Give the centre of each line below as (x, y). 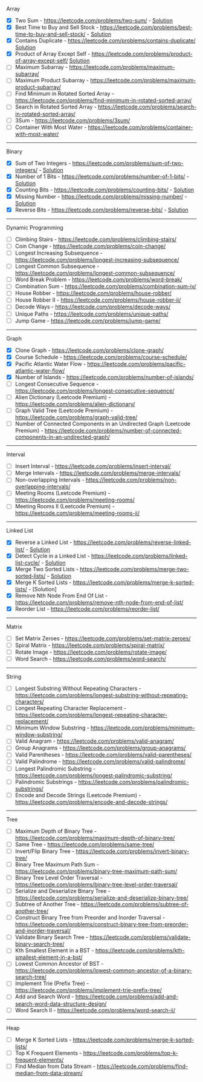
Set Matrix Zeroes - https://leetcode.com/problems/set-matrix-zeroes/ (103, 638)
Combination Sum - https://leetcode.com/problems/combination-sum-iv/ (105, 287)
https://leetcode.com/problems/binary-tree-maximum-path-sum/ (96, 871)
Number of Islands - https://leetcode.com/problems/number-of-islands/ (105, 377)
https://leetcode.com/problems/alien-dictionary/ (75, 404)
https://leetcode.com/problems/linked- (140, 556)
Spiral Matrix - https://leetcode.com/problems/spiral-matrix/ (90, 645)
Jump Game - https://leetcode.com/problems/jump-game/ (88, 320)
